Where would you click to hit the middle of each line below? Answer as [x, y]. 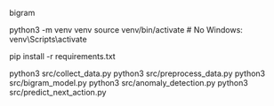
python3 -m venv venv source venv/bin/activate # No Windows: [126, 30]
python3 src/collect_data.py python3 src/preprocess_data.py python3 [137, 73]
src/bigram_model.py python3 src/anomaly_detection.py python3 [129, 83]
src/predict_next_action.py [58, 92]
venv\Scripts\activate [48, 39]
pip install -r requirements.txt [62, 56]
